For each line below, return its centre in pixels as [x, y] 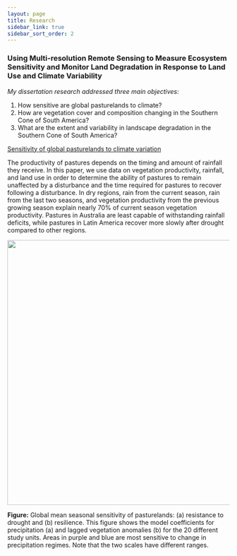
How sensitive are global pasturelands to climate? [90, 105]
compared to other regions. [47, 230]
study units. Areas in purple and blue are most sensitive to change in [107, 537]
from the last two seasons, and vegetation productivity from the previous [113, 200]
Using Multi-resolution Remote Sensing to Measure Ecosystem [117, 59]
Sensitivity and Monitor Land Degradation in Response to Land [116, 67]
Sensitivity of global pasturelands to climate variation [84, 148]
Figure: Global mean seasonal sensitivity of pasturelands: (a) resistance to [116, 515]
